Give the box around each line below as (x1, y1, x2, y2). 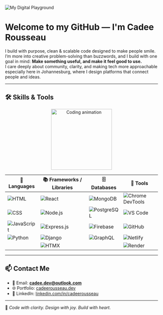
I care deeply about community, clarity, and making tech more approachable (5, 63, 158, 69)
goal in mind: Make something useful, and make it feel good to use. (5, 58, 142, 64)
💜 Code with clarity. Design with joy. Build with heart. (5, 304, 111, 310)
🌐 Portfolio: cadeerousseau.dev (12, 285, 76, 291)
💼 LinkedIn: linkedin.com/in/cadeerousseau (12, 290, 98, 296)
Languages (8, 183, 35, 190)
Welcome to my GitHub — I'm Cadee (5, 22, 154, 33)
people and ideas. (5, 74, 41, 80)
